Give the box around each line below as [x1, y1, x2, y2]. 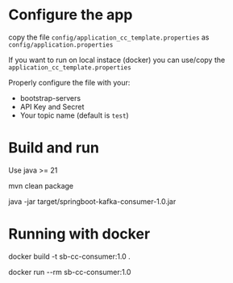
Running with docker [8, 225, 151, 243]
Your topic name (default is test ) [19, 110, 129, 120]
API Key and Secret [19, 102, 85, 111]
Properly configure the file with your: [8, 77, 131, 87]
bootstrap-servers [19, 93, 81, 102]
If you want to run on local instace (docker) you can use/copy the [8, 55, 226, 65]
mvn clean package [8, 181, 74, 190]
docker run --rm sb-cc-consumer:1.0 [8, 267, 131, 277]
